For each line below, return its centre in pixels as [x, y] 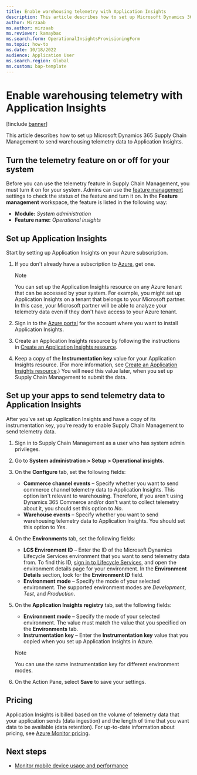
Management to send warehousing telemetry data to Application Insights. [95, 142]
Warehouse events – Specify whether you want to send [91, 515]
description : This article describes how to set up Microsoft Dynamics [95, 17]
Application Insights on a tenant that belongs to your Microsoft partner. [100, 299]
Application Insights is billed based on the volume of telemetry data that [93, 714]
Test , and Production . [49, 593]
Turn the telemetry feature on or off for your [88, 160]
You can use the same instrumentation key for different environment [97, 664]
